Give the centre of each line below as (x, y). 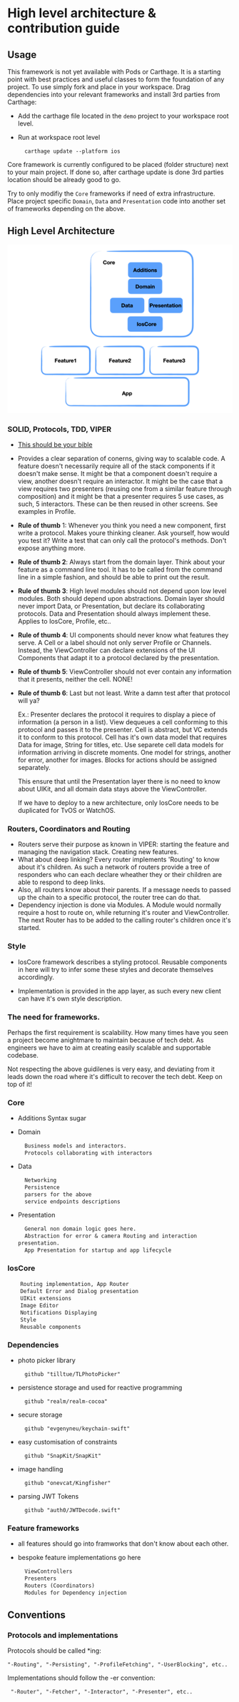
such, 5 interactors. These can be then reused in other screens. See (118, 504)
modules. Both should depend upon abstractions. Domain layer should (121, 599)
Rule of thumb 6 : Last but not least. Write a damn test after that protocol (124, 693)
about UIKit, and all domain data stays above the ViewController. (112, 789)
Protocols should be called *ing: (54, 1651)
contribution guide (63, 28)
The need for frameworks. (54, 1017)
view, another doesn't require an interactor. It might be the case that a (120, 481)
